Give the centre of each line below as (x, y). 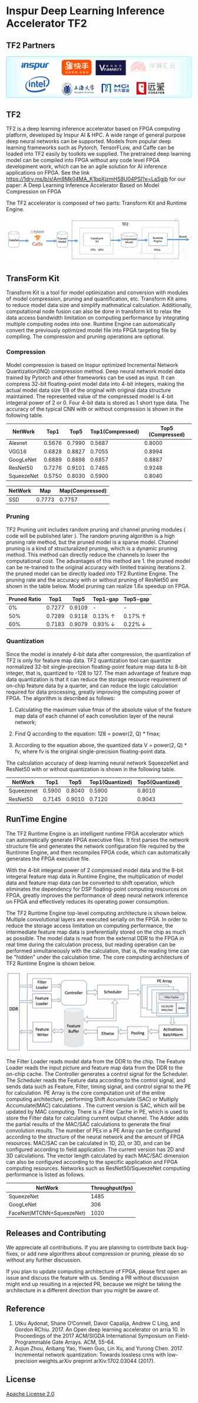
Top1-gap (106, 599)
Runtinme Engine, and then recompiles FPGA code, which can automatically (98, 852)
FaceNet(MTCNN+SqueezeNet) (47, 1213)
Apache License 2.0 (30, 1394)
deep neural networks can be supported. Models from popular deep (89, 141)
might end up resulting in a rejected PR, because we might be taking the (94, 1284)
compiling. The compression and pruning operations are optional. (85, 337)
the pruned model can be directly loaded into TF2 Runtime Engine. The (92, 573)
